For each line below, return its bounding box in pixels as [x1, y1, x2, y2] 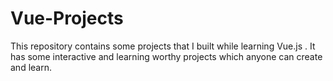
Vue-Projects [10, 7, 124, 30]
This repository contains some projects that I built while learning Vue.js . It [10, 40, 316, 52]
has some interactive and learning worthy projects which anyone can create [10, 50, 323, 62]
